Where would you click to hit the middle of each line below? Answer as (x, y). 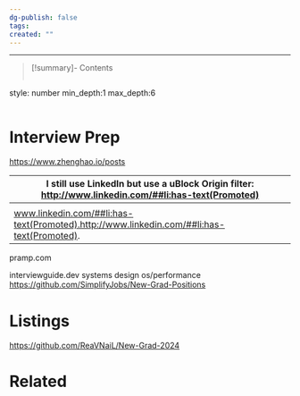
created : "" (31, 34)
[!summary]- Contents (72, 68)
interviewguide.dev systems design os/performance (105, 275)
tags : (19, 26)
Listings (39, 320)
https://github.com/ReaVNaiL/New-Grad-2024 (95, 346)
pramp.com (30, 258)
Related (38, 382)
